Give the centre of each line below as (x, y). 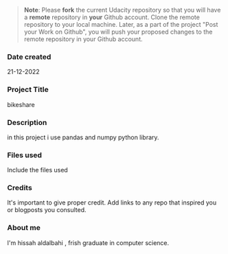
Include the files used (38, 170)
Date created (29, 56)
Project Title (28, 90)
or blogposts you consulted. (47, 210)
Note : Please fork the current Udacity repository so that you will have (122, 10)
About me (24, 228)
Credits (20, 188)
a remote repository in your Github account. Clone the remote (112, 17)
